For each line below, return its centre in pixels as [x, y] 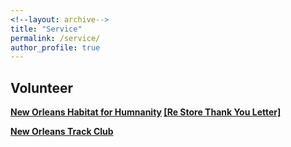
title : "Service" [46, 29]
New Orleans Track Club [62, 132]
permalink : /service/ [55, 38]
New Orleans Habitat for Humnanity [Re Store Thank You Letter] [146, 112]
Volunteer [42, 87]
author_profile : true [55, 47]
